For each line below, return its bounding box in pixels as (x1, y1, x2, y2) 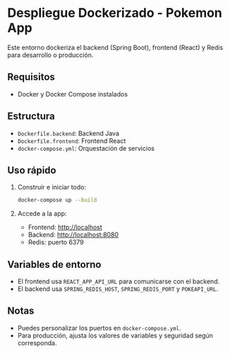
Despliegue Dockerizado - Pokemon (7, 5, 222, 21)
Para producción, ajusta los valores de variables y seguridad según (17, 331, 214, 340)
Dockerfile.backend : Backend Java (17, 129, 120, 137)
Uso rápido (7, 164, 56, 176)
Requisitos (7, 71, 55, 83)
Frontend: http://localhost (28, 223, 102, 232)
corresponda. (17, 338, 57, 347)
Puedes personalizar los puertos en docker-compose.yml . (17, 323, 181, 332)
